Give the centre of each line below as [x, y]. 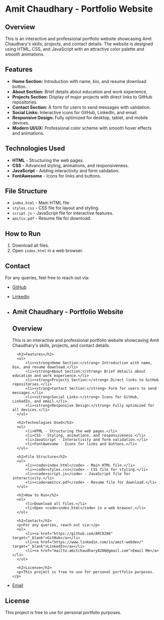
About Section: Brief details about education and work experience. [80, 92]
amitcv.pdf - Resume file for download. [51, 219]
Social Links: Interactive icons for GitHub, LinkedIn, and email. [75, 112]
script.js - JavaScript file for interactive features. [63, 213]
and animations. [28, 133]
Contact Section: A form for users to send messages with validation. [81, 107]
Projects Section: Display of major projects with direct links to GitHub [82, 97]
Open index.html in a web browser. [48, 251]
